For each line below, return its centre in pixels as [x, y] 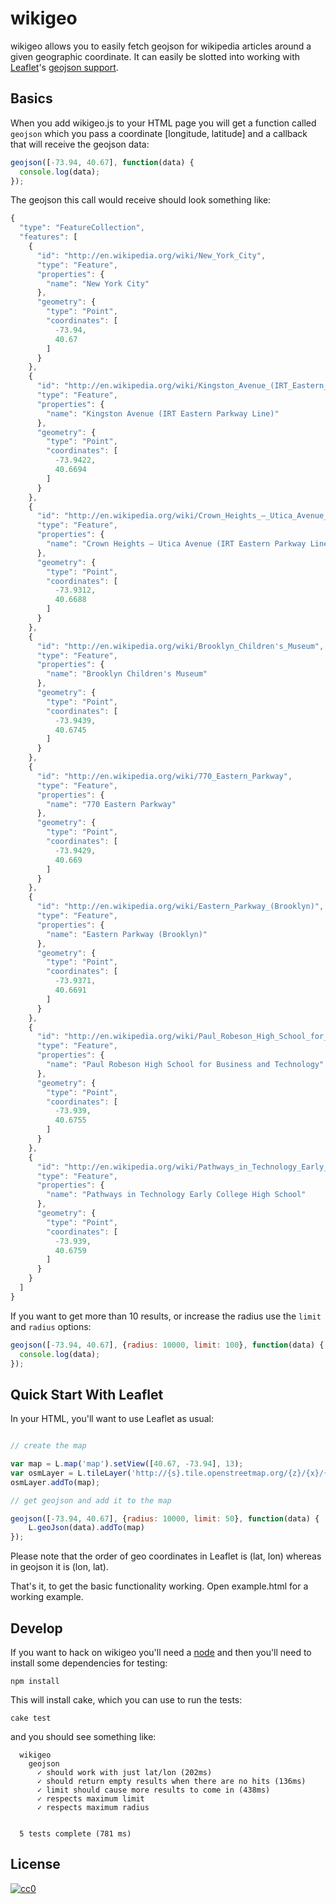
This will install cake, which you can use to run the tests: [126, 1700]
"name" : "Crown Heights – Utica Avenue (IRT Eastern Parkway [176, 544]
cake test [31, 1718]
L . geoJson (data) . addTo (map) [86, 1528]
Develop [36, 1628]
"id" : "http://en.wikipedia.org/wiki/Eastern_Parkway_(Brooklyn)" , [180, 907]
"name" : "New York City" [98, 283]
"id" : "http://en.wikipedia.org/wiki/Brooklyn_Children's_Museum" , [180, 646]
